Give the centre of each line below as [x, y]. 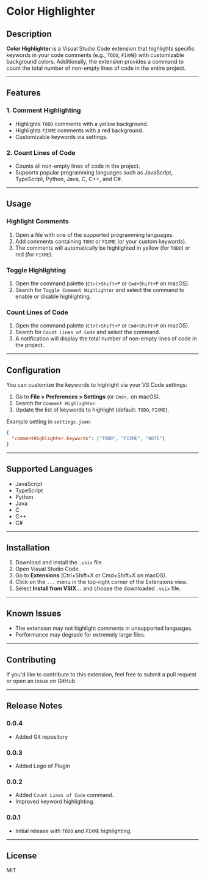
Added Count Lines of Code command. [64, 795]
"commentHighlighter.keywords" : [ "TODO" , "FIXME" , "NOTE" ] [88, 438]
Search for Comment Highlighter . [56, 403]
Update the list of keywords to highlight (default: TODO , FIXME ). [92, 410]
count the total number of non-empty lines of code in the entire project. [96, 68]
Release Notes [34, 706]
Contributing [31, 660]
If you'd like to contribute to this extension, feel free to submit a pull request [102, 674]
